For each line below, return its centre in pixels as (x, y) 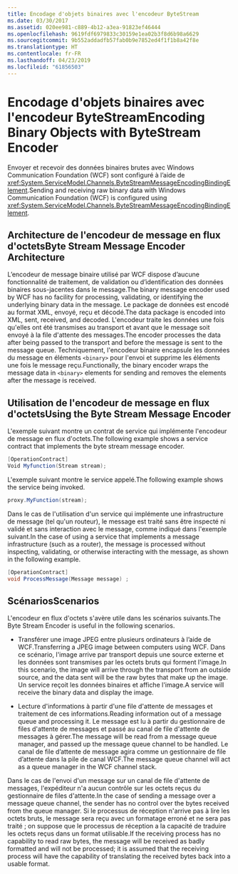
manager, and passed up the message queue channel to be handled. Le (123, 744)
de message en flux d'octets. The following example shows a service (108, 439)
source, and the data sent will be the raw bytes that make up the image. (123, 677)
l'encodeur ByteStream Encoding (106, 117)
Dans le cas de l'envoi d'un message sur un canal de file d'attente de (109, 781)
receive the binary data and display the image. (86, 692)
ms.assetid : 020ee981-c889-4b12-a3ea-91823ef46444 (84, 27)
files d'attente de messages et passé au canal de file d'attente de (114, 729)
